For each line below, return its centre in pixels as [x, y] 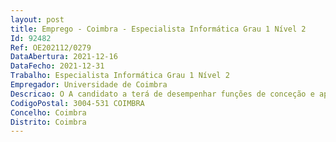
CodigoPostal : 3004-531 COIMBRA [77, 103]
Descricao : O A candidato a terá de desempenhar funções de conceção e [162, 94]
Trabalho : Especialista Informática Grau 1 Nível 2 [120, 76]
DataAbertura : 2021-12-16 [64, 57]
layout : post [37, 19]
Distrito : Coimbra [48, 122]
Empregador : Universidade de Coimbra [89, 85]
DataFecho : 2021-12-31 [57, 66]
